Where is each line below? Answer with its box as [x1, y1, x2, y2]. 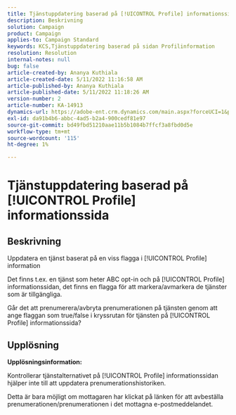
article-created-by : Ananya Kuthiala [7, 69, 118, 76]
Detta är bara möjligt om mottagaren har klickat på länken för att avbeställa [7, 392, 223, 401]
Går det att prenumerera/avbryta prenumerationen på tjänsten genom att [7, 304, 218, 312]
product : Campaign [7, 30, 61, 37]
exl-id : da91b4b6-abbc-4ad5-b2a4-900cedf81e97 [7, 115, 146, 122]
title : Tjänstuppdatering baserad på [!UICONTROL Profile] [7, 10, 184, 18]
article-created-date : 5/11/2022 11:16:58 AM [7, 75, 143, 83]
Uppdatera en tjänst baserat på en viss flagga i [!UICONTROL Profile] [7, 254, 207, 262]
